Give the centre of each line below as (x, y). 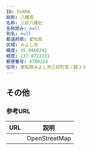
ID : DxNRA (18, 12)
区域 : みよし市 (22, 45)
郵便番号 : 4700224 (27, 61)
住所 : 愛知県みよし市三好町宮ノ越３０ (47, 67)
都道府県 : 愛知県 (24, 39)
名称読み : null (23, 28)
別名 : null (19, 34)
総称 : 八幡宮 (20, 17)
